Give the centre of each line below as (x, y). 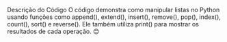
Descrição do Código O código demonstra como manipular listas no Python (113, 10)
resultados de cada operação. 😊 (53, 31)
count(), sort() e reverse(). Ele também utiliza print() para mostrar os (103, 24)
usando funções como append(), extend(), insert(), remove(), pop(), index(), (114, 17)
